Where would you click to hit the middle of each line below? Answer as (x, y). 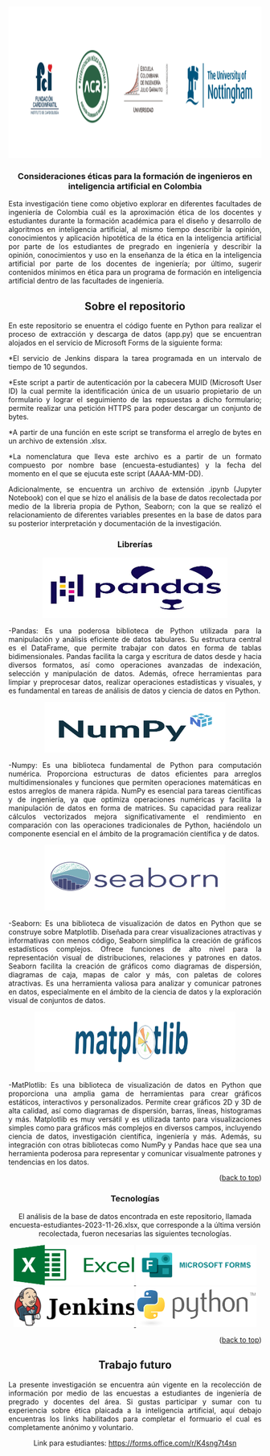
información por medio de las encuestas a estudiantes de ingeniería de (135, 1393)
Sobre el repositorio (135, 306)
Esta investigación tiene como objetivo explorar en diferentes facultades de (135, 204)
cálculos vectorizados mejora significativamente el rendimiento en (135, 817)
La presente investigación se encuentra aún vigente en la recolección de (135, 1384)
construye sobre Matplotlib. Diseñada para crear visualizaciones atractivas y (135, 932)
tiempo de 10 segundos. (48, 367)
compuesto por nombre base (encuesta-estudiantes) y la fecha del (135, 465)
